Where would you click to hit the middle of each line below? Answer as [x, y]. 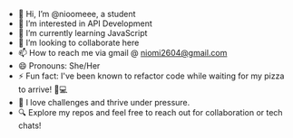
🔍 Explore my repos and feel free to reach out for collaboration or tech [150, 112]
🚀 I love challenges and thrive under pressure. [104, 102]
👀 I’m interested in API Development [85, 23]
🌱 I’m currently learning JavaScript [83, 33]
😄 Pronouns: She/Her [59, 66]
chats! [29, 125]
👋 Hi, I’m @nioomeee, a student [77, 14]
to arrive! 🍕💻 [43, 89]
